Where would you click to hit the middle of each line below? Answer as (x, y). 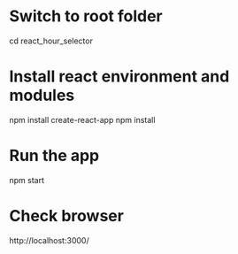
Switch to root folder (86, 16)
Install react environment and (119, 77)
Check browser (66, 216)
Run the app (54, 156)
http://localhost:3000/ (50, 240)
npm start (27, 180)
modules (42, 96)
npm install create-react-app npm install (82, 119)
